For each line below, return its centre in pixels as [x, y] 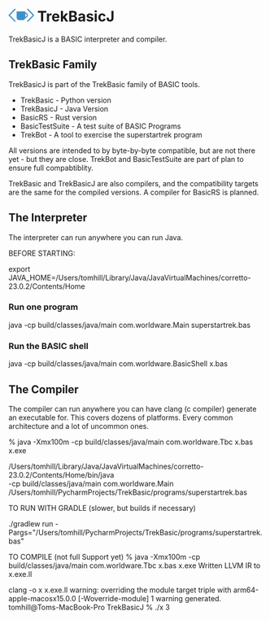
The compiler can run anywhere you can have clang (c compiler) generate [133, 408]
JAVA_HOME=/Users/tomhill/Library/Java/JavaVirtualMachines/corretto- [130, 277]
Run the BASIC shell [48, 346]
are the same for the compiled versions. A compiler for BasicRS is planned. [134, 192]
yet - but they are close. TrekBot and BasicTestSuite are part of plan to [126, 159]
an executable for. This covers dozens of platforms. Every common [121, 417]
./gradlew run [31, 523]
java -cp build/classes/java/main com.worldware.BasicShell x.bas [118, 364]
